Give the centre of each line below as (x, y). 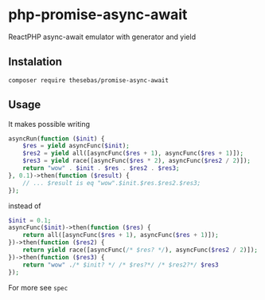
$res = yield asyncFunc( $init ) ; (76, 146)
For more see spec (38, 287)
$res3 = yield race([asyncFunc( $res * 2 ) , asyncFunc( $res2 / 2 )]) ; (137, 161)
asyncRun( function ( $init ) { (57, 138)
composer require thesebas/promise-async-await (89, 80)
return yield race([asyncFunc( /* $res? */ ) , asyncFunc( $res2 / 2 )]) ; (140, 250)
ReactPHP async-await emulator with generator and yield (102, 37)
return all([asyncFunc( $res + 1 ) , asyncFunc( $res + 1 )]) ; (121, 235)
